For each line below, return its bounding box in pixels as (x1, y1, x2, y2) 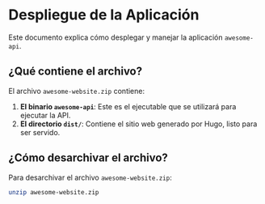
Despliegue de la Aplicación (8, 6, 200, 24)
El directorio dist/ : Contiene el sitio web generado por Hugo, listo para (19, 119, 258, 129)
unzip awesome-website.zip (8, 188, 99, 196)
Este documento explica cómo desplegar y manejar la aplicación (8, 32, 224, 42)
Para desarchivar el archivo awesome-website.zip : (8, 172, 172, 182)
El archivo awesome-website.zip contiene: (8, 86, 145, 96)
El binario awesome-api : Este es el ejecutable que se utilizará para (19, 101, 237, 111)
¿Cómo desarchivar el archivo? (8, 151, 168, 165)
